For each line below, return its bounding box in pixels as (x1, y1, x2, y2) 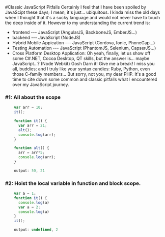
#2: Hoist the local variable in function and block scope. (5, 179, 141, 186)
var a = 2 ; (18, 205, 41, 209)
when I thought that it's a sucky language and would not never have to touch (5, 15, 160, 20)
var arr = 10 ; (14, 105, 43, 110)
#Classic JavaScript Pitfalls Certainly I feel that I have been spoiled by (5, 4, 146, 10)
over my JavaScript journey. (12, 82, 69, 88)
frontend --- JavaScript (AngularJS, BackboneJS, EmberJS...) (12, 30, 137, 35)
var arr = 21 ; (18, 123, 48, 128)
